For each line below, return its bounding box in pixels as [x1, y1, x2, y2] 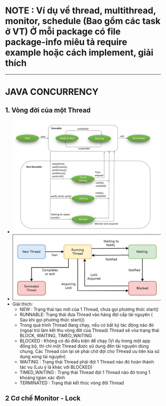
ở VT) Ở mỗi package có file [5, 26, 121, 37]
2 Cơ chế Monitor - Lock [5, 394, 81, 403]
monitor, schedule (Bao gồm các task [5, 15, 161, 27]
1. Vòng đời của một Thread [5, 106, 91, 114]
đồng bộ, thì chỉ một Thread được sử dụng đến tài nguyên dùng [19, 343, 149, 349]
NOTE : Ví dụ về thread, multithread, [5, 5, 156, 16]
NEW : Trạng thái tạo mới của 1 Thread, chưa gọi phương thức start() [19, 306, 159, 312]
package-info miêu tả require [5, 37, 127, 48]
